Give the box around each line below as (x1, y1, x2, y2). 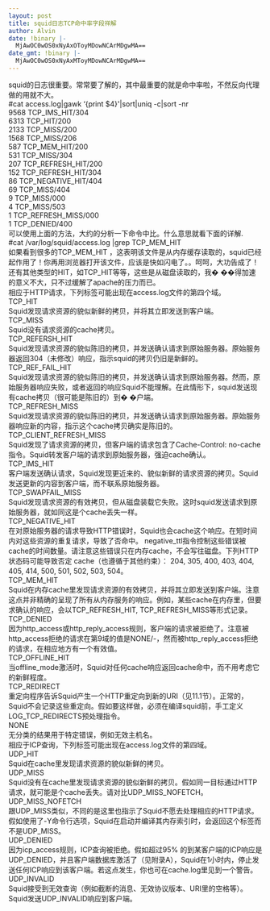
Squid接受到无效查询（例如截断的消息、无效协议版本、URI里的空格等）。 (8, 884, 247, 893)
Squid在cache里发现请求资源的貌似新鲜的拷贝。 (8, 759, 168, 768)
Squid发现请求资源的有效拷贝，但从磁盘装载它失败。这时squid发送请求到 (8, 497, 251, 506)
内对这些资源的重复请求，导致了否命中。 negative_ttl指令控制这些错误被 (8, 535, 247, 545)
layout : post (8, 11, 52, 20)
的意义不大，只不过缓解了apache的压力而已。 (8, 277, 160, 287)
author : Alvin (8, 27, 56, 35)
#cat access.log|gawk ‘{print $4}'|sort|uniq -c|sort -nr (8, 98, 189, 109)
